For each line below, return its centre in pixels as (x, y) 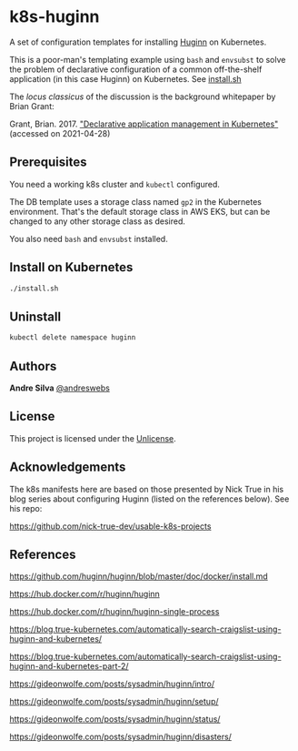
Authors (33, 366)
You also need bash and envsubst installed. (89, 238)
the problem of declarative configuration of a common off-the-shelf (136, 69)
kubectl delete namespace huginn (73, 338)
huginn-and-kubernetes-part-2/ (69, 666)
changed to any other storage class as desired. (98, 221)
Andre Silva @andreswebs (60, 388)
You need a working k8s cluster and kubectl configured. (115, 184)
